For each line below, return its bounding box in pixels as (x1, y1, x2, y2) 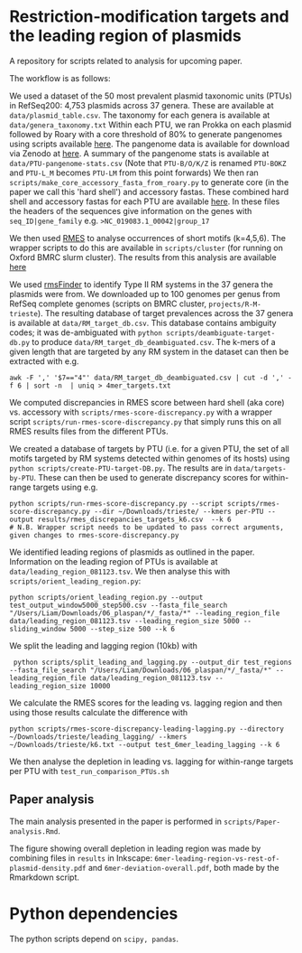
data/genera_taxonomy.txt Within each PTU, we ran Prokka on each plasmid (9, 119, 292, 130)
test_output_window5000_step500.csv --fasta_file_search (9, 601, 228, 610)
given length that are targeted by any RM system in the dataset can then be (9, 346, 289, 357)
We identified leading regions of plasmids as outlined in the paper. (9, 547, 255, 557)
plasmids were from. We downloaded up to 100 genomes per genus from (9, 288, 281, 299)
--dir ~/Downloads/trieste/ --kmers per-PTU (94, 507, 264, 516)
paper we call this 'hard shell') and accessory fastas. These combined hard (9, 186, 289, 197)
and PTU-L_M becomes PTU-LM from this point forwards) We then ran (9, 167, 259, 178)
